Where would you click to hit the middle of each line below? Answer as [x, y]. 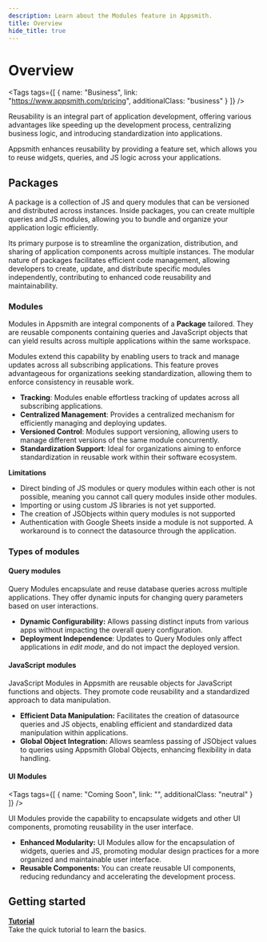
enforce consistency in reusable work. [71, 382]
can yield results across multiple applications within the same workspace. [130, 341]
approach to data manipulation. [60, 700]
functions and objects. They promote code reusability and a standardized [129, 691]
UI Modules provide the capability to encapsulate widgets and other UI [125, 818]
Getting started [47, 902]
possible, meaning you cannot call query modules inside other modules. [138, 497]
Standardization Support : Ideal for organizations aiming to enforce [130, 449]
